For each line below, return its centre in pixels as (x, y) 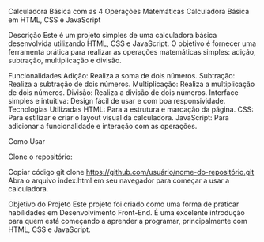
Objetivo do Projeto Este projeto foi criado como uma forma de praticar (124, 204)
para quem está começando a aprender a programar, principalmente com (128, 221)
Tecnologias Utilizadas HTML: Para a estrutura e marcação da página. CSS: (131, 109)
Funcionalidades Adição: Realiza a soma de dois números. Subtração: (122, 76)
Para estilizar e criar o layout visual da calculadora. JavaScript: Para (119, 117)
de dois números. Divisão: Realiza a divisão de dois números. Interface (123, 93)
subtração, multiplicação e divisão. (65, 60)
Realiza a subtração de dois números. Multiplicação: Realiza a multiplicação (132, 84)
